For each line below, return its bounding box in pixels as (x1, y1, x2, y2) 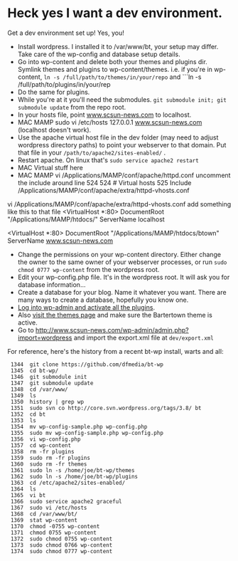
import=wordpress (17, 333, 72, 342)
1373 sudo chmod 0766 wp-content (10, 541, 113, 549)
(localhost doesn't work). (17, 125, 92, 134)
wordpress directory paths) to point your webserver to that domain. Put (17, 140, 227, 149)
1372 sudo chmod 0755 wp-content (10, 535, 113, 542)
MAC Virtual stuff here (17, 163, 84, 172)
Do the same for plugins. (17, 88, 90, 96)
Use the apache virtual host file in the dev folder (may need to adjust (17, 133, 219, 142)
